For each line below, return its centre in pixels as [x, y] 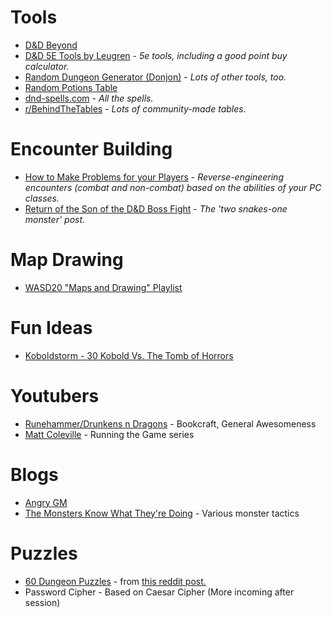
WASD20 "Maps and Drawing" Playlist [103, 287]
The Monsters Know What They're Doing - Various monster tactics [162, 513]
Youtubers [55, 395]
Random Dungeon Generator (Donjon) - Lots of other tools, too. [155, 77]
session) [42, 602]
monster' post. [55, 219]
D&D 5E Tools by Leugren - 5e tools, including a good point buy [156, 55]
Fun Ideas [51, 328]
